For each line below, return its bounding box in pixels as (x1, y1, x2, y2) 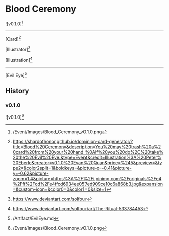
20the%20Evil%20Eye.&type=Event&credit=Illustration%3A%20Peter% (12, 154, 162, 160)
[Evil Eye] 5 (5, 71, 27, 78)
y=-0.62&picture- (12, 170, 49, 176)
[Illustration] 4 (5, 56, 33, 63)
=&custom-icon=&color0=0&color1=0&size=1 (12, 186, 107, 192)
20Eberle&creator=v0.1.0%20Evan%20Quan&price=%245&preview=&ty (12, 159, 162, 166)
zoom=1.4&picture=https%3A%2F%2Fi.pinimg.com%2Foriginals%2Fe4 (12, 175, 162, 181)
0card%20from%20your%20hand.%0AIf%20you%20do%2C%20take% (12, 149, 164, 155)
